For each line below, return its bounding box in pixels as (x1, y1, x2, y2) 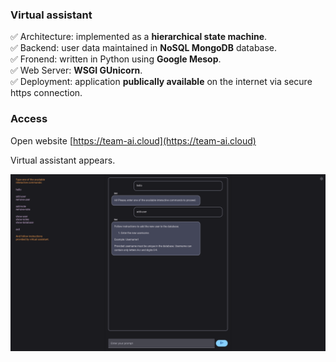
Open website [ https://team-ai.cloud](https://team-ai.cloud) (10, 134, 257, 147)
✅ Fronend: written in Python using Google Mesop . (10, 53, 222, 65)
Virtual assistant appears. (10, 154, 116, 166)
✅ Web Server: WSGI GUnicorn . (10, 64, 143, 77)
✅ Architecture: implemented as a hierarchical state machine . (10, 31, 268, 43)
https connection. (10, 87, 83, 99)
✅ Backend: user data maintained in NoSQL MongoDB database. (10, 42, 278, 54)
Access (10, 112, 48, 126)
